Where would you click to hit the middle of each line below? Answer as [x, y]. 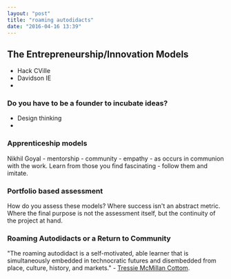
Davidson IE [34, 78]
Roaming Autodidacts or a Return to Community [89, 238]
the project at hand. [35, 220]
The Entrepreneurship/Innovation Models [98, 54]
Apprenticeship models [47, 143]
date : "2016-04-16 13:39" [44, 26]
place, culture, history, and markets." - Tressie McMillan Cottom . [99, 268]
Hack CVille [33, 71]
